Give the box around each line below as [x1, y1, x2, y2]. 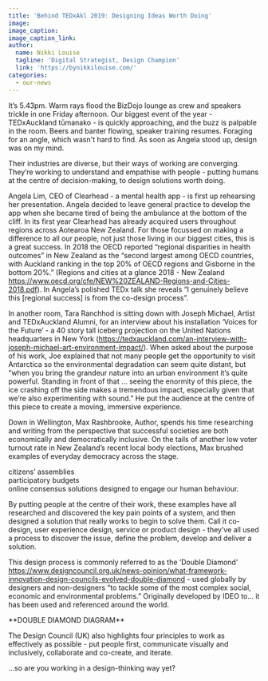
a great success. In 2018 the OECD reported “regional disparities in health [8, 241, 251, 252]
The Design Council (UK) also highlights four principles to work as [8, 631, 225, 640]
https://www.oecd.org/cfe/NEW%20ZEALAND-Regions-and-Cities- [8, 276, 231, 285]
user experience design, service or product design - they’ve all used [34, 524, 259, 534]
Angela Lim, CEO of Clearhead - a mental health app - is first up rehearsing [8, 191, 256, 201]
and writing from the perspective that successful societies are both [8, 425, 229, 436]
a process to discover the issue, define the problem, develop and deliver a [8, 533, 252, 543]
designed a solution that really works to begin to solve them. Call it [8, 516, 227, 526]
